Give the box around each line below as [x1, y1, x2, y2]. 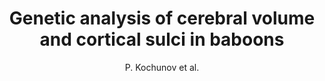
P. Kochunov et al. [124, 61, 200, 73]
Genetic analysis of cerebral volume [8, 7, 316, 30]
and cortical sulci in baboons [39, 28, 285, 51]
